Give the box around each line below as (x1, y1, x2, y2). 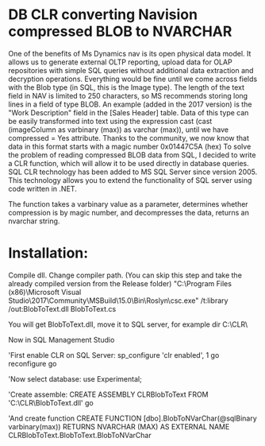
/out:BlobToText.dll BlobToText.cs (8, 304, 117, 313)
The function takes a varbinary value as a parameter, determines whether (8, 199, 248, 208)
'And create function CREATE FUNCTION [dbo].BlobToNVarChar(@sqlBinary (8, 413, 258, 423)
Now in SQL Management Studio (8, 335, 115, 344)
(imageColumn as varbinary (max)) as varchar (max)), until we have (8, 125, 229, 134)
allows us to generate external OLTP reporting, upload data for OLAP (8, 57, 232, 67)
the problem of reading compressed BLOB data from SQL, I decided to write (8, 149, 256, 160)
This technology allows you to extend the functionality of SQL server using (8, 175, 252, 184)
